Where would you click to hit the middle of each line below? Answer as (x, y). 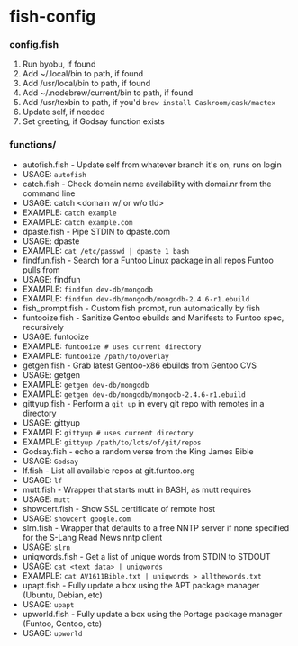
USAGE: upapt (48, 604)
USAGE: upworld (52, 633)
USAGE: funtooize (56, 336)
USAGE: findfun (51, 279)
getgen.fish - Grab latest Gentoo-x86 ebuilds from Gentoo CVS (140, 365)
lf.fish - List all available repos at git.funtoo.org (108, 471)
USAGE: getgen (51, 374)
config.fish (34, 45)
